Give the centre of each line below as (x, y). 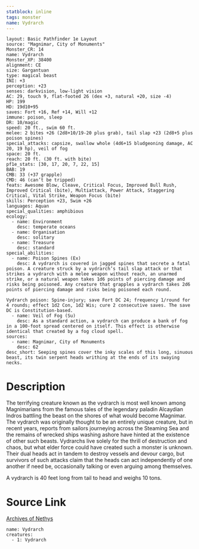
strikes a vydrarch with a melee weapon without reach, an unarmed (92, 274)
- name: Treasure (33, 243)
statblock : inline (29, 12)
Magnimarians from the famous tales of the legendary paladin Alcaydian (95, 409)
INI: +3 (16, 81)
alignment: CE (24, 65)
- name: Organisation (38, 232)
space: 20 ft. (24, 154)
